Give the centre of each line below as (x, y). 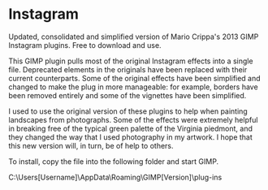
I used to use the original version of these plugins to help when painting (128, 111)
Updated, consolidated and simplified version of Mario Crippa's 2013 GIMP (134, 37)
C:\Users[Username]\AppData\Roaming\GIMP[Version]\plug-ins (115, 177)
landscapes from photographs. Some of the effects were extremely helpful (133, 119)
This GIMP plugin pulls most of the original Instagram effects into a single (131, 61)
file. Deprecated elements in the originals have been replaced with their (128, 69)
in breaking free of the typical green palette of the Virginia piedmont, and (131, 128)
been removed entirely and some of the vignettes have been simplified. (128, 95)
